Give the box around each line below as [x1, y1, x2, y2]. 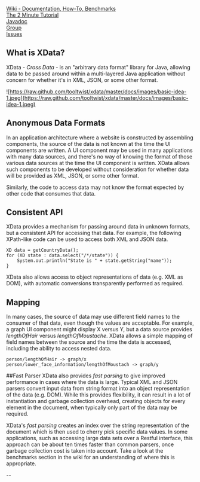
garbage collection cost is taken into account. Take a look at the [6, 447, 164, 454]
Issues [6, 30, 23, 38]
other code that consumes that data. [6, 190, 96, 197]
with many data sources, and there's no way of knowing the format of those [6, 152, 193, 160]
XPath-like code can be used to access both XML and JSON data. [6, 236, 168, 243]
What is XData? [6, 48, 65, 58]
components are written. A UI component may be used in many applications [6, 147, 193, 154]
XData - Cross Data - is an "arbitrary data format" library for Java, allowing [6, 63, 191, 71]
